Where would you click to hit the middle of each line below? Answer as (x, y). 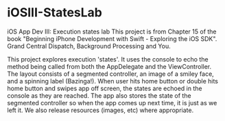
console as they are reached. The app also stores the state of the (99, 95)
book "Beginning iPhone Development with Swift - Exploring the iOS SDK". (112, 38)
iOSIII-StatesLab (55, 13)
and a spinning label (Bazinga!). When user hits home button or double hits (113, 81)
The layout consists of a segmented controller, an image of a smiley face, (110, 74)
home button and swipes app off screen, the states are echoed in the (105, 88)
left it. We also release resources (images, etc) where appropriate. (100, 110)
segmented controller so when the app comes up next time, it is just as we (112, 103)
